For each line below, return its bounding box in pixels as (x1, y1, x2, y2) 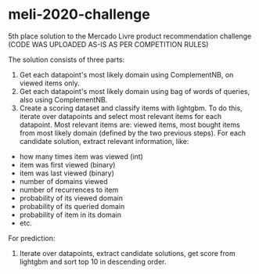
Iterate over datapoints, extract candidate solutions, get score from (19, 248, 236, 258)
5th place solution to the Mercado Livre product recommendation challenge (8, 31, 252, 41)
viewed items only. (19, 78, 80, 88)
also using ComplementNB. (19, 95, 108, 104)
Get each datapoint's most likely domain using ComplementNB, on (19, 70, 234, 79)
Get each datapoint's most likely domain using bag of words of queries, (19, 86, 250, 96)
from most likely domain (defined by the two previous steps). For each (19, 128, 246, 138)
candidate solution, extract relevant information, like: (19, 136, 189, 146)
